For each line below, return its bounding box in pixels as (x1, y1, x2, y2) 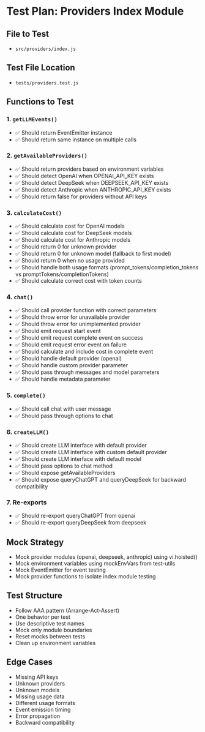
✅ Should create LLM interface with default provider (15, 441, 147, 449)
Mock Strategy (6, 537, 64, 547)
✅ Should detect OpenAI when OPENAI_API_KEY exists (15, 172, 154, 179)
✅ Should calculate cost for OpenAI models (15, 222, 125, 230)
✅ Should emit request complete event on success (15, 334, 143, 342)
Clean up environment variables (15, 639, 96, 646)
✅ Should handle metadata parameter (15, 375, 111, 383)
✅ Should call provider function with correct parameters (15, 307, 157, 314)
